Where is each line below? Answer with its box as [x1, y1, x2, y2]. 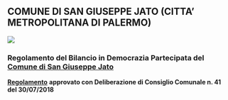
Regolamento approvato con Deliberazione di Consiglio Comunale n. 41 [7, 78, 222, 87]
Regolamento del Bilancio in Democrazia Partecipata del [7, 52, 205, 62]
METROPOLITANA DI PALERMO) [7, 17, 152, 29]
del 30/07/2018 [7, 85, 55, 94]
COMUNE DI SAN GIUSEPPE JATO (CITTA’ [7, 6, 195, 18]
